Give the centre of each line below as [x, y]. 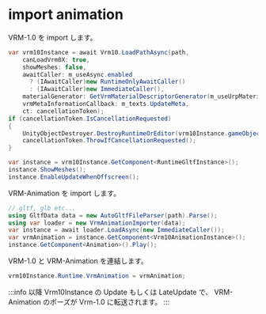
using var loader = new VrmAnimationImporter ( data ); [97, 223]
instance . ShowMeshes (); [47, 170]
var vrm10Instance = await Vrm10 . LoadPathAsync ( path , [99, 52]
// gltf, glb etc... [42, 208]
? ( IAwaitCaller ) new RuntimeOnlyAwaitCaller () [107, 82]
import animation [66, 15]
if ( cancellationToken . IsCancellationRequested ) [90, 119]
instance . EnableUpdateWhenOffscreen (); [74, 177]
